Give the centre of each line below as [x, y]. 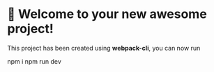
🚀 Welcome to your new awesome [107, 14]
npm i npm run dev [34, 61]
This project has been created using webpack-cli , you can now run [104, 48]
